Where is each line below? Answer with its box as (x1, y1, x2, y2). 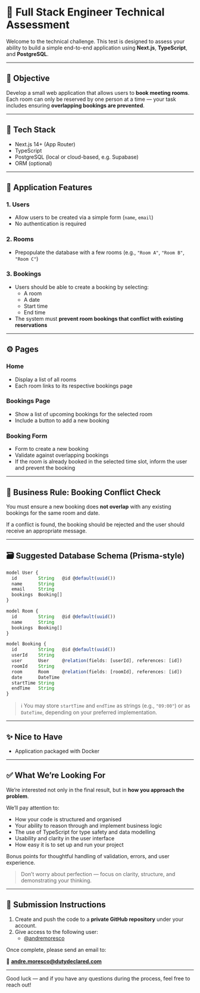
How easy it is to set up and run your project (14, 841, 124, 848)
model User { (6, 570, 39, 576)
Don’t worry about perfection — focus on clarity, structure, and (20, 870, 176, 877)
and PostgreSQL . (6, 50, 49, 57)
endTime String (11, 685, 55, 691)
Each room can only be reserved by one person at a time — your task (6, 95, 177, 103)
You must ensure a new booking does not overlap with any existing (6, 503, 171, 510)
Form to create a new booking (14, 446, 89, 453)
